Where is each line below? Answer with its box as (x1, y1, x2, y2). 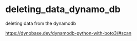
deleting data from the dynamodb (5, 20, 76, 26)
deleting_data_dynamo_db (5, 4, 121, 15)
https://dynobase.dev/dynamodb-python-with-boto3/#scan (5, 30, 132, 36)
